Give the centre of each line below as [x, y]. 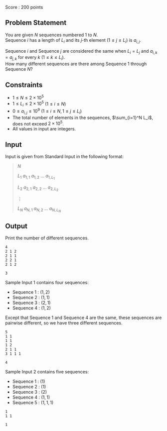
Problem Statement [36, 23]
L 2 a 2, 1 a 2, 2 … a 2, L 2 [38, 188]
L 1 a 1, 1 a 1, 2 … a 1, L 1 [36, 177]
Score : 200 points [24, 7]
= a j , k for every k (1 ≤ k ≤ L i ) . [35, 58]
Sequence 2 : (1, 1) [31, 298]
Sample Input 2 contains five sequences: [47, 372]
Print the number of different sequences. [47, 238]
